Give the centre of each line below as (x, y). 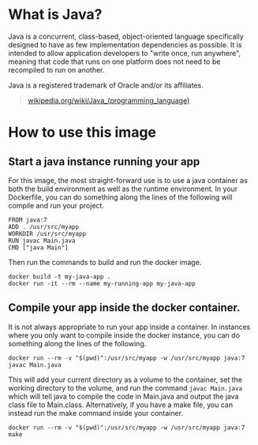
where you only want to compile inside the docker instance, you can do (124, 335)
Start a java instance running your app (104, 161)
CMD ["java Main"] (38, 247)
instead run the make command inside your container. (96, 413)
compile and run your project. (56, 205)
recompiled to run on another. (56, 69)
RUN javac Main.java (42, 241)
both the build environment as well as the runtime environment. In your (123, 189)
